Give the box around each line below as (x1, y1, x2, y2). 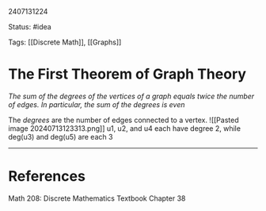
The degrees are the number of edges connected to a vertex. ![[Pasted (8, 115, 239, 125)
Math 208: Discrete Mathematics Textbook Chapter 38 (8, 194, 186, 203)
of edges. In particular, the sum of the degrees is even (8, 99, 185, 109)
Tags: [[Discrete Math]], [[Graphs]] (8, 37, 122, 47)
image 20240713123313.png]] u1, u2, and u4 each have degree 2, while (8, 123, 241, 133)
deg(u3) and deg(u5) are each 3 (8, 132, 113, 141)
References (8, 167, 85, 186)
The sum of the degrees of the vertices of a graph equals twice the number (8, 91, 255, 101)
